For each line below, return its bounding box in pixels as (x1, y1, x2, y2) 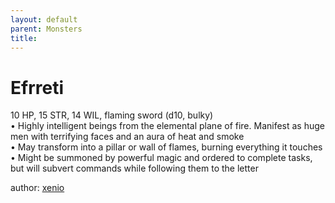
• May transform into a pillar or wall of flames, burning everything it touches (10, 141, 323, 153)
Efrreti (10, 76, 64, 99)
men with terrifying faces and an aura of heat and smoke (10, 131, 245, 143)
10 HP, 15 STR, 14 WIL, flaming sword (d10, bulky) (10, 109, 214, 121)
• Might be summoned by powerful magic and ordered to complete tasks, (10, 152, 313, 164)
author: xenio (10, 182, 65, 194)
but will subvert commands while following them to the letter (10, 162, 259, 175)
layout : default (10, 14, 78, 25)
